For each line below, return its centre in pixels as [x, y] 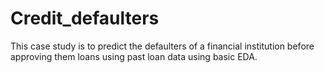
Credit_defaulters [85, 18]
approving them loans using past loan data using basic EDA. [134, 56]
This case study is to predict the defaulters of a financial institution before [162, 46]
